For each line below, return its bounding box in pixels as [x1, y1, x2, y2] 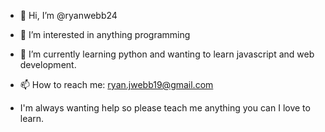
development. [19, 59, 77, 70]
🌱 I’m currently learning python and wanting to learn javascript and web [19, 48, 315, 60]
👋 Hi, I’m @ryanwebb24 [19, 10, 118, 21]
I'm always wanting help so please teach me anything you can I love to [19, 102, 311, 114]
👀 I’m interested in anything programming [19, 29, 191, 40]
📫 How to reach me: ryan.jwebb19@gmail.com [19, 79, 214, 90]
